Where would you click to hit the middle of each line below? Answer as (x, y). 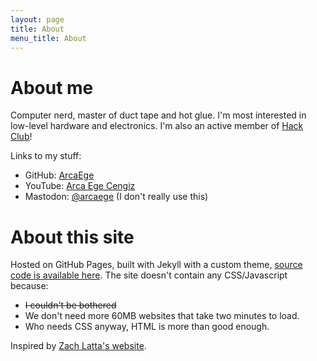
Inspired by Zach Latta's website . (78, 346)
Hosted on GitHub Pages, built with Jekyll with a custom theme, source (156, 265)
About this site (72, 237)
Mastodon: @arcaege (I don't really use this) (116, 197)
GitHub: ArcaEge (59, 175)
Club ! (21, 137)
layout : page (37, 19)
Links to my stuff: (46, 156)
